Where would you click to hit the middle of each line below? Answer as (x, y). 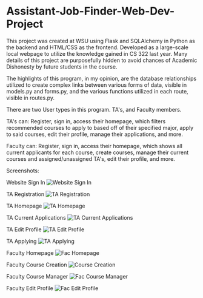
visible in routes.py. (31, 98)
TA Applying (22, 241)
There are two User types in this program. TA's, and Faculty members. (94, 109)
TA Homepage (24, 206)
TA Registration (25, 194)
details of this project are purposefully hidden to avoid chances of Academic (102, 60)
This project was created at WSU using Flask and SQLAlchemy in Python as (101, 41)
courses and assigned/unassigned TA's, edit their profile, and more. (91, 158)
